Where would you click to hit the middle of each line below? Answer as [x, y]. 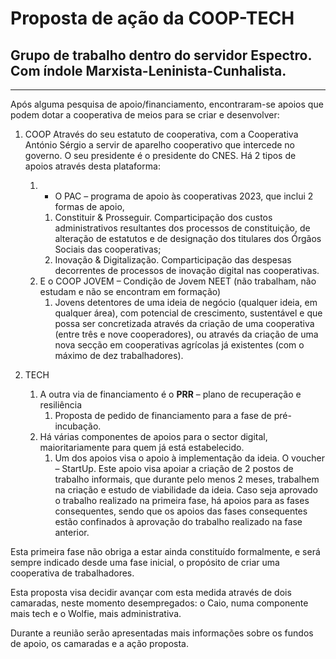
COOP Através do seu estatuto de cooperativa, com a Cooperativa [161, 134]
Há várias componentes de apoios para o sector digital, [153, 436]
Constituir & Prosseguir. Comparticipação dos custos [163, 217]
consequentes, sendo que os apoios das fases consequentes [181, 511]
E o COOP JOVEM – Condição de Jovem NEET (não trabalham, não [178, 281]
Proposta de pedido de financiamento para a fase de [163, 415]
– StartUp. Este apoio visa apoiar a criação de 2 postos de [174, 468]
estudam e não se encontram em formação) [130, 291]
